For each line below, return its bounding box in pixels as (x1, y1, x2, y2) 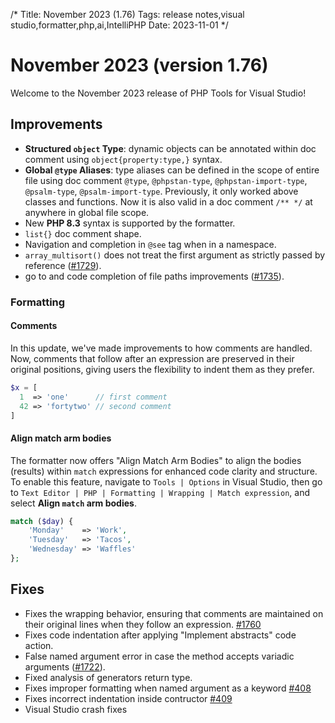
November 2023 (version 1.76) (10, 54, 269, 77)
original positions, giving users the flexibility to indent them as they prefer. (10, 363, 315, 375)
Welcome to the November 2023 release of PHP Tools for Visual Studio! (10, 87, 307, 99)
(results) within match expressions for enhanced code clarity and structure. (10, 465, 318, 477)
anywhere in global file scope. (24, 206, 150, 218)
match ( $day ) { (10, 516, 74, 526)
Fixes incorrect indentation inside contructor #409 (24, 692, 233, 704)
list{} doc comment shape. (24, 227, 142, 239)
